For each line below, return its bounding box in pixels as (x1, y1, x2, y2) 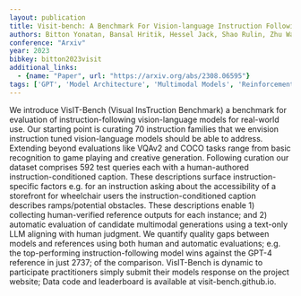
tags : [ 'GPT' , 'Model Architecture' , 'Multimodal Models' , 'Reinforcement (9, 80, 295, 89)
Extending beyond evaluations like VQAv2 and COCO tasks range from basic (9, 143, 291, 153)
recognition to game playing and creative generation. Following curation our (9, 152, 289, 162)
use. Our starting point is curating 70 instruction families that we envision (9, 123, 279, 135)
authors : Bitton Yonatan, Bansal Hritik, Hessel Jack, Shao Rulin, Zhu (9, 30, 282, 39)
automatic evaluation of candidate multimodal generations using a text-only (9, 219, 288, 230)
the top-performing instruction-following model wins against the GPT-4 (9, 248, 272, 258)
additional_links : (9, 64, 78, 73)
